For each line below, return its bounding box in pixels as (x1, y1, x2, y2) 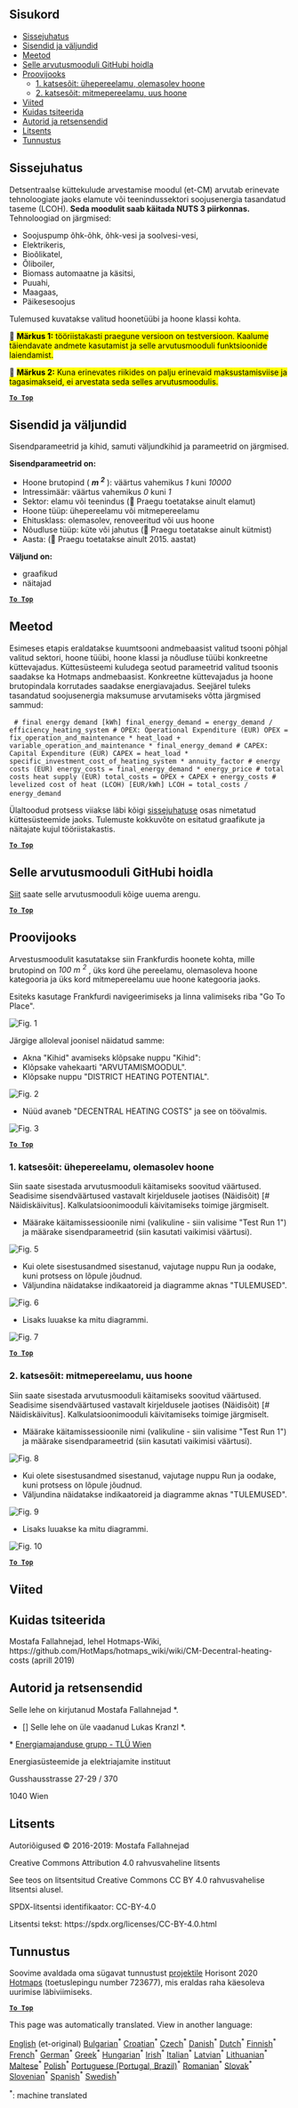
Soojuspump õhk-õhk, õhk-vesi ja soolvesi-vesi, (21, 230, 198, 240)
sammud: (9, 699, 44, 710)
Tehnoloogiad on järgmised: (9, 213, 111, 223)
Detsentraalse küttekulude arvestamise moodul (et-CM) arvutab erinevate (9, 184, 280, 195)
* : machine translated (9, 2088, 87, 2100)
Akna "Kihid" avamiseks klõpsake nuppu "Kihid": (21, 1052, 201, 1063)
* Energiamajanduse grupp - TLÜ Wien (9, 1739, 152, 1749)
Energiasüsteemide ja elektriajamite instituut (9, 1755, 171, 1766)
